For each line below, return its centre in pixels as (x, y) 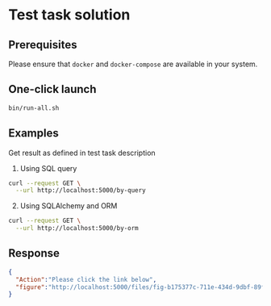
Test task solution (69, 15)
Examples (33, 134)
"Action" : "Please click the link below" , (86, 279)
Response (34, 253)
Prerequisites (43, 45)
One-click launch (52, 89)
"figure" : (32, 287)
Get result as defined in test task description (82, 153)
